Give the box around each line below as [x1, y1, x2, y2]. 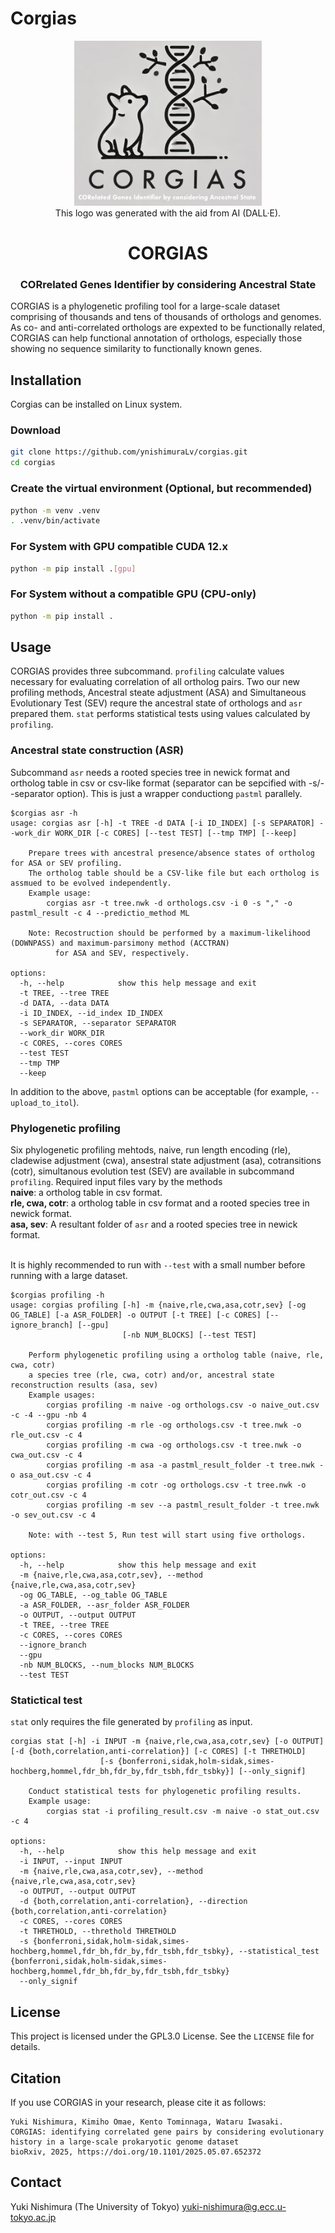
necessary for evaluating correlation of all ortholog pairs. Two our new [10, 676, 301, 688]
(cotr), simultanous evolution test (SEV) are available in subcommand [10, 1165, 295, 1177]
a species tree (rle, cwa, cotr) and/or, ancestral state [28, 1370, 275, 1380]
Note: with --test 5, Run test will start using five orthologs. [28, 1530, 307, 1540]
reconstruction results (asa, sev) [10, 1380, 159, 1390]
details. [10, 2041, 41, 2053]
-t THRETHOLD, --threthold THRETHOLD [19, 1927, 177, 1937]
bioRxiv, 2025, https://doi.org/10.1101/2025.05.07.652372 [10, 2147, 262, 2157]
